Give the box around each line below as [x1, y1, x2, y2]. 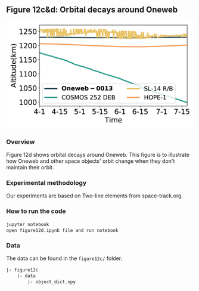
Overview [6, 137, 35, 145]
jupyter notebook [6, 221, 49, 227]
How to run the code [6, 207, 67, 215]
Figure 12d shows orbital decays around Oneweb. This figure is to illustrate [6, 151, 189, 159]
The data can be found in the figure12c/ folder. [6, 255, 123, 262]
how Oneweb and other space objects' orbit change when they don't [6, 157, 175, 165]
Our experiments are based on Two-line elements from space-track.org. [6, 192, 184, 199]
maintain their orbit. [6, 164, 54, 171]
